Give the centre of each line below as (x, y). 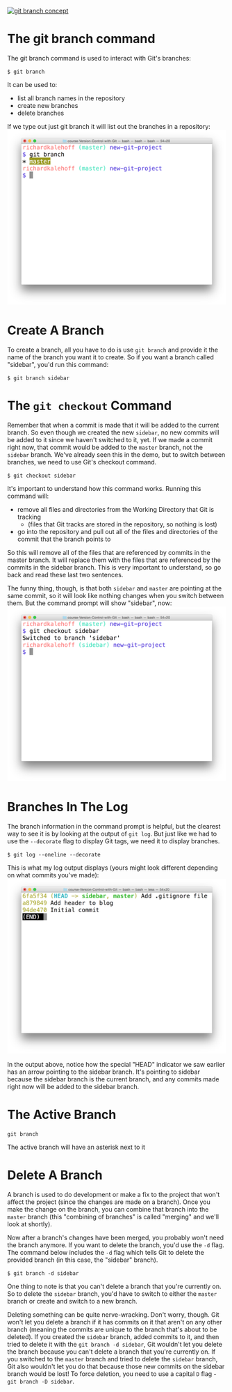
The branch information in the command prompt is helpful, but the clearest (114, 826)
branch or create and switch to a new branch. (72, 1301)
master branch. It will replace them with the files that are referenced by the (114, 560)
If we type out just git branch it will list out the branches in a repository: (109, 126)
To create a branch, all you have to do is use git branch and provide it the (113, 350)
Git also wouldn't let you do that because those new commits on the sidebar (116, 1366)
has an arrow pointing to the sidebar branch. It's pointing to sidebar (103, 1072)
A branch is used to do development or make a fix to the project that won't (114, 1195)
